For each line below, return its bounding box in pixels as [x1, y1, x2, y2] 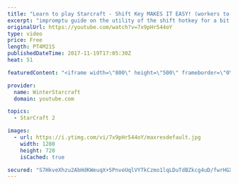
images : [7, 127, 30, 134]
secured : [7, 166, 33, 173]
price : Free [7, 37, 42, 44]
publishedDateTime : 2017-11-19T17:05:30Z [7, 50, 132, 57]
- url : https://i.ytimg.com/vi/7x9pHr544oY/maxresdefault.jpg [13, 134, 201, 141]
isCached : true [20, 154, 65, 161]
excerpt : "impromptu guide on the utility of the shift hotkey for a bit [7, 17, 230, 24]
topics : [7, 108, 30, 115]
